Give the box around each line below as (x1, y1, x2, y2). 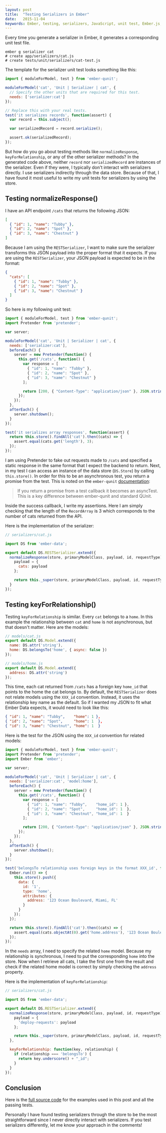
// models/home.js (5, 661, 43, 666)
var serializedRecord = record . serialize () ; (9, 126, 103, 131)
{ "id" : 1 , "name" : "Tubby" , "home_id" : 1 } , (27, 802, 129, 807)
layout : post (5, 7, 32, 12)
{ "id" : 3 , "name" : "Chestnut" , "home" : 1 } (5, 723, 101, 729)
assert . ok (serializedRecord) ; (9, 135, 72, 140)
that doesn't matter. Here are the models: (5, 624, 89, 630)
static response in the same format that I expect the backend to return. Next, (5, 462, 161, 468)
